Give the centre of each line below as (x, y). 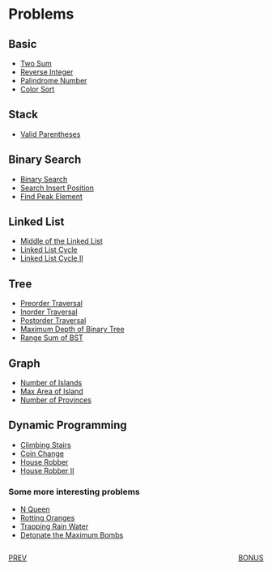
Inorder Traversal (49, 312)
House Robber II (47, 470)
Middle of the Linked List (61, 241)
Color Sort (37, 89)
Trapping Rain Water (54, 526)
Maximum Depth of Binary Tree (72, 330)
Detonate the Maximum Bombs (72, 535)
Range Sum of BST (51, 338)
